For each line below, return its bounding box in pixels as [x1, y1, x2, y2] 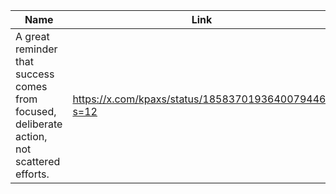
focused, [15, 105, 57, 118]
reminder [15, 42, 58, 56]
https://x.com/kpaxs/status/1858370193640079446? [72, 92, 332, 106]
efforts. [15, 167, 50, 181]
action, [15, 130, 48, 143]
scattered [15, 155, 61, 168]
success [15, 67, 55, 81]
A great [15, 30, 50, 43]
